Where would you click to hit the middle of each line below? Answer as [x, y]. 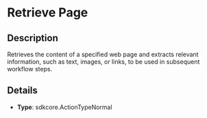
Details [22, 91]
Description [33, 38]
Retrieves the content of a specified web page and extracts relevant [103, 54]
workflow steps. [30, 69]
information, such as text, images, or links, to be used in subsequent [103, 62]
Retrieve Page [48, 13]
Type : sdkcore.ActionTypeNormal [64, 107]
